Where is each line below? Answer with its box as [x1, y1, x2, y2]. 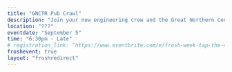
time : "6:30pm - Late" [7, 36, 72, 43]
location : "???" [7, 23, 54, 29]
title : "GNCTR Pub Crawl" [7, 10, 81, 17]
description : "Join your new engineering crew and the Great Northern [7, 16, 215, 23]
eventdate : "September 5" [7, 29, 81, 36]
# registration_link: [7, 42, 70, 49]
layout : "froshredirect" [7, 55, 79, 62]
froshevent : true [7, 49, 57, 56]
